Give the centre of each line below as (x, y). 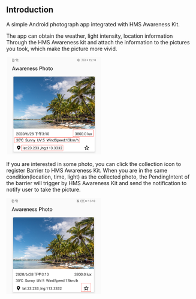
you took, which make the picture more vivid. (62, 49)
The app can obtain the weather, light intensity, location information (90, 36)
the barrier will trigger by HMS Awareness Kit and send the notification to (97, 183)
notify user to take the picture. (43, 189)
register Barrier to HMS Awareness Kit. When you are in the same (87, 170)
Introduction (30, 10)
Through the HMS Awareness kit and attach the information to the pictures (98, 42)
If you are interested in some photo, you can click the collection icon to (94, 164)
